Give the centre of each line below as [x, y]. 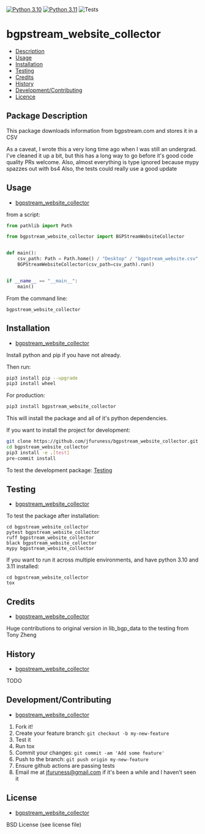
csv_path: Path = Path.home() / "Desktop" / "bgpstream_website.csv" [108, 259]
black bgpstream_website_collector [52, 543]
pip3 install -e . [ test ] [38, 453]
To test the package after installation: [53, 516]
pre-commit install [31, 458]
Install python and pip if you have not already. [64, 355]
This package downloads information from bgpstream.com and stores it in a [102, 130]
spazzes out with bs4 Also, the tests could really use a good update [92, 168]
